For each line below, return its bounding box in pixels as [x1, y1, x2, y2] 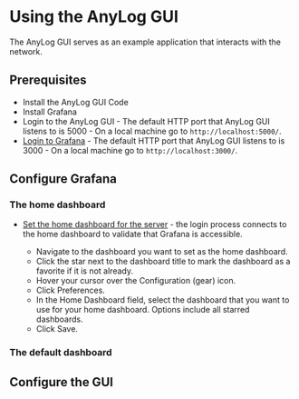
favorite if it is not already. [35, 265, 134, 276]
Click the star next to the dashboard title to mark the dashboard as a [35, 256, 291, 267]
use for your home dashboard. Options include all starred [35, 304, 250, 315]
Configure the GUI [9, 374, 113, 390]
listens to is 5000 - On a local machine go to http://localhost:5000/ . [22, 125, 283, 136]
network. [9, 45, 43, 56]
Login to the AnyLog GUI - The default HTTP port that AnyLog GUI [22, 115, 270, 126]
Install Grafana [22, 106, 77, 117]
